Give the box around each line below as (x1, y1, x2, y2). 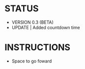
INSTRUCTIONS (4, 42, 71, 53)
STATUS (4, 3, 39, 14)
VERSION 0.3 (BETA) (11, 19, 54, 25)
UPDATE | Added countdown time (11, 24, 80, 30)
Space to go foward (11, 58, 52, 64)
